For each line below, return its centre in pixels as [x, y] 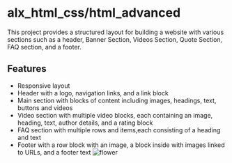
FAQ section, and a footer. [45, 47]
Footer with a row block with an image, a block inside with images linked [121, 145]
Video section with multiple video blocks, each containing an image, [115, 115]
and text [29, 137]
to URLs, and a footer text [54, 152]
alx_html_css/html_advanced [94, 13]
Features [27, 69]
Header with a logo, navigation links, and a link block [93, 93]
